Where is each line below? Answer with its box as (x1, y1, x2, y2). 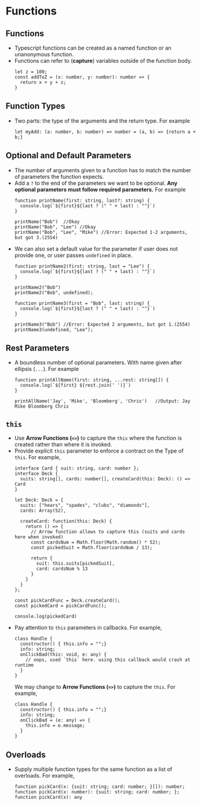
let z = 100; (14, 69, 48, 75)
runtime (14, 662, 34, 668)
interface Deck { (14, 471, 59, 477)
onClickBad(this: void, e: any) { (20, 651, 107, 658)
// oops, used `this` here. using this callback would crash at (25, 657, 191, 663)
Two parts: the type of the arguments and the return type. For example (14, 117, 191, 124)
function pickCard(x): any (14, 795, 83, 801)
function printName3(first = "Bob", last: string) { (14, 300, 150, 306)
